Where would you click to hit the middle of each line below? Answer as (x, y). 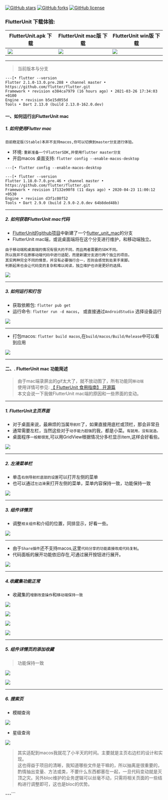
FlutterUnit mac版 (80, 36)
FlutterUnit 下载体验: (30, 22)
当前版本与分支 (33, 69)
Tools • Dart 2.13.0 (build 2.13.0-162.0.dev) (54, 105)
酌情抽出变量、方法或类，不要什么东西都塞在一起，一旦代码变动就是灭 (90, 771)
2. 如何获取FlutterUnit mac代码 (37, 219)
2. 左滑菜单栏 (19, 463)
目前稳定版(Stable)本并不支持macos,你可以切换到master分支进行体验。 (70, 142)
